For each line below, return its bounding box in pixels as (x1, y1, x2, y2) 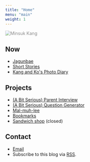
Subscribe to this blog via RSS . (12, 151, 76, 157)
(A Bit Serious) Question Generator (12, 102, 85, 108)
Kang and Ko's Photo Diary (12, 69, 69, 75)
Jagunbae (12, 58, 34, 64)
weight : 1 (5, 17, 26, 22)
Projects (5, 83, 32, 92)
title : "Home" (5, 7, 35, 13)
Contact (5, 132, 31, 141)
